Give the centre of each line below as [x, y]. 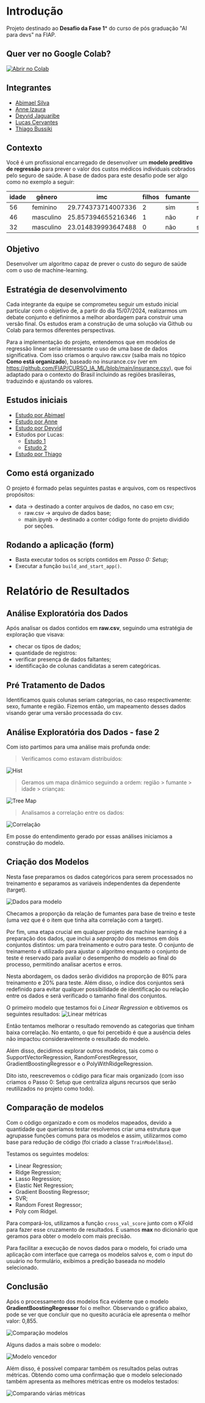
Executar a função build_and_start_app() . [68, 566]
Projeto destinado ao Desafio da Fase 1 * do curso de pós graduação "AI [97, 28]
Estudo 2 [35, 447]
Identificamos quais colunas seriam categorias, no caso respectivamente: [99, 700]
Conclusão [27, 1286]
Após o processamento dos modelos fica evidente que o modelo [88, 1301]
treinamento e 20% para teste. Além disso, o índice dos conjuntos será [95, 982]
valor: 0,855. [22, 1321]
